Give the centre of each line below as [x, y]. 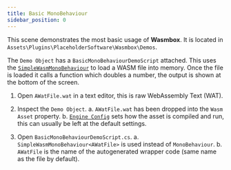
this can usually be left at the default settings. [82, 123]
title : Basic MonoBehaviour [48, 13]
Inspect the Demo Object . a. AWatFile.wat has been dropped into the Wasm [120, 109]
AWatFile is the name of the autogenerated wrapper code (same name [117, 151]
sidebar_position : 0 [37, 20]
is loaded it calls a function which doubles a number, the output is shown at [114, 75]
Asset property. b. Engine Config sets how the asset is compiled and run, [120, 116]
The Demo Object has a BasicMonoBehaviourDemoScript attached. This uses [112, 60]
